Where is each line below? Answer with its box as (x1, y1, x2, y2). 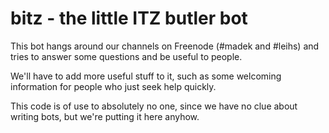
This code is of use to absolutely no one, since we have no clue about (10, 100, 298, 112)
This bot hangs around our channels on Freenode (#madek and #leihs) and (10, 40, 320, 52)
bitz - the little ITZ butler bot (10, 7, 248, 30)
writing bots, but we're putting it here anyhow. (10, 110, 200, 122)
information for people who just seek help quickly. (10, 80, 217, 92)
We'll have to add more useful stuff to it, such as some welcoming (10, 70, 282, 82)
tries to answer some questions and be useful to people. (10, 50, 243, 62)
